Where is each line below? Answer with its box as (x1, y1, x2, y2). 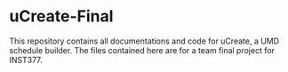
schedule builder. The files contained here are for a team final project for (9, 44, 276, 55)
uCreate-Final (9, 6, 114, 27)
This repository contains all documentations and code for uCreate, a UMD (9, 36, 280, 46)
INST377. (9, 54, 43, 65)
